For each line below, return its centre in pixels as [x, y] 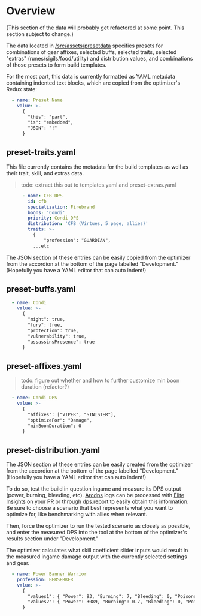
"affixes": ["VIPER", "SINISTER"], [72, 414]
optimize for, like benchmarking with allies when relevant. [77, 515]
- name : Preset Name [37, 100]
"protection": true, [53, 330]
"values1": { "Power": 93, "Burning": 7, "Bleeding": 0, [100, 596]
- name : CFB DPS [42, 196]
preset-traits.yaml [41, 152]
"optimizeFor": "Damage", [60, 420]
